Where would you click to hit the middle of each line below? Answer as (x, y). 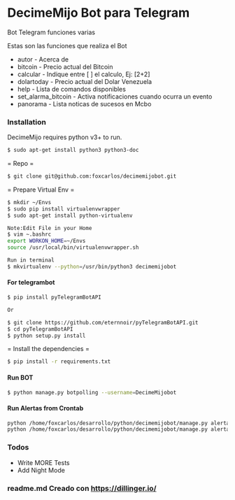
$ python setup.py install (47, 336)
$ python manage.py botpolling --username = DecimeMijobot (92, 392)
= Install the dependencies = (48, 349)
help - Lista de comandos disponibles (71, 89)
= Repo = (21, 164)
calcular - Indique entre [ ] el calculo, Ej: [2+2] (84, 74)
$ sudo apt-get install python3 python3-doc (73, 150)
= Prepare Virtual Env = (41, 190)
